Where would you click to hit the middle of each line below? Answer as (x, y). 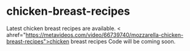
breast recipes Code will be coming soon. (123, 41)
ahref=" (16, 34)
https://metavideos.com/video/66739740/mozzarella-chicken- (104, 34)
